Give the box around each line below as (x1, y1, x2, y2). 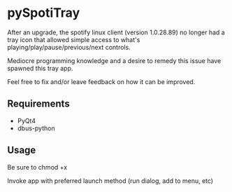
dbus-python (17, 124, 55, 132)
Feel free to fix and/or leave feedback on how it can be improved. (7, 77, 196, 85)
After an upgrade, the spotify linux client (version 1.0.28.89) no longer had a (7, 28, 225, 36)
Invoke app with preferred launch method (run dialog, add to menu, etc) (7, 177, 214, 185)
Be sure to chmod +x (7, 163, 68, 171)
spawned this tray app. (7, 64, 73, 72)
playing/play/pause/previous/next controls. (7, 43, 131, 51)
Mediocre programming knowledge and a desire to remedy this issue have (7, 56, 222, 64)
